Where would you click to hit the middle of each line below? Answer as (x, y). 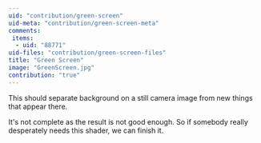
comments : (25, 30)
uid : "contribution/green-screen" (66, 16)
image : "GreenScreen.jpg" (51, 68)
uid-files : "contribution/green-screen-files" (87, 53)
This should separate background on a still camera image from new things (131, 97)
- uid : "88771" (41, 46)
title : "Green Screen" (46, 61)
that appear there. (38, 106)
